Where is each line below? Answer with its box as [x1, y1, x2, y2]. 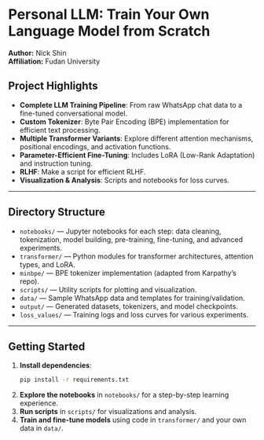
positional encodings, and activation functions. [19, 141, 171, 151]
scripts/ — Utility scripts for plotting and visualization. [19, 284, 197, 294]
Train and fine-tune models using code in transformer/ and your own [19, 415, 247, 425]
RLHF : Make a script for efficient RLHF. [19, 167, 146, 176]
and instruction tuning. [19, 159, 93, 168]
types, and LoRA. [19, 259, 76, 269]
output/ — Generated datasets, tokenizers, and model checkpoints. [19, 301, 238, 311]
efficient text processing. [19, 125, 101, 134]
